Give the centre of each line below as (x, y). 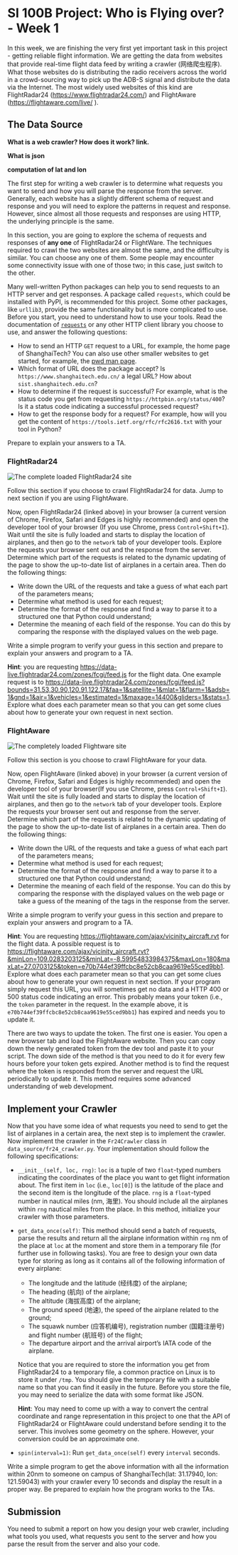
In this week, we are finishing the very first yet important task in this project (118, 48)
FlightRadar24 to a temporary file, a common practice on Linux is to (116, 1372)
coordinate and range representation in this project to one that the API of (124, 1416)
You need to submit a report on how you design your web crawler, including (118, 1529)
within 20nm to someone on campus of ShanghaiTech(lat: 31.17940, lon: (113, 1474)
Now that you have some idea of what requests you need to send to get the (118, 1126)
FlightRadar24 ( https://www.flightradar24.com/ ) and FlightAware (102, 95)
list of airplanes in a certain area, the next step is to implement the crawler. (117, 1133)
